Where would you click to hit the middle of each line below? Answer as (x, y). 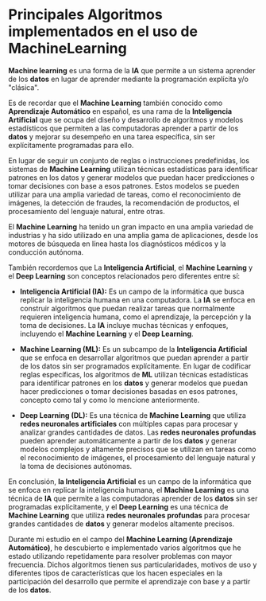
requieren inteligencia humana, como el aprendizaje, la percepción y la (135, 317)
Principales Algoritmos (85, 15)
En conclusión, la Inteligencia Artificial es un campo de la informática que (130, 481)
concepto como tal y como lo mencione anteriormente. (110, 400)
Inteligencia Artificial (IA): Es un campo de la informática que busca (132, 291)
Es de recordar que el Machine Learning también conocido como (116, 103)
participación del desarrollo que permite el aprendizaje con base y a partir (129, 581)
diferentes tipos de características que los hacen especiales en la (116, 573)
